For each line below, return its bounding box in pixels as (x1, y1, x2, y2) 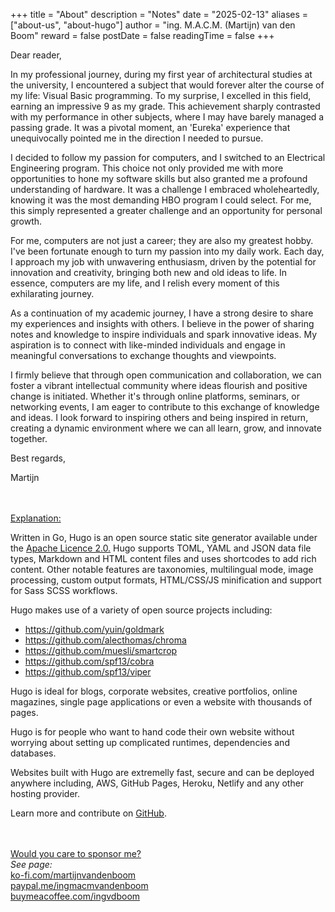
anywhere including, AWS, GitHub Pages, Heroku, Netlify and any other (10, 777, 305, 789)
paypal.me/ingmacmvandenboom (10, 880, 149, 891)
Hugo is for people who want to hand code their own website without (10, 726, 295, 738)
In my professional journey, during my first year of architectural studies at (10, 69, 313, 80)
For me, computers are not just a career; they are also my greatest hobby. (10, 235, 314, 246)
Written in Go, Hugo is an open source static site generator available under (10, 532, 318, 543)
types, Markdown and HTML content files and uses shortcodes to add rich (10, 553, 317, 564)
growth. (10, 215, 43, 227)
